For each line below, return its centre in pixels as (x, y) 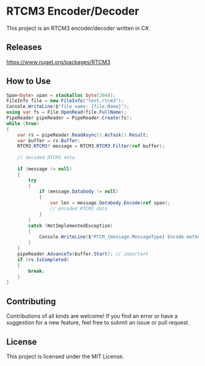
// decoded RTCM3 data (46, 158)
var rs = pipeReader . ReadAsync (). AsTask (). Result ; (83, 135)
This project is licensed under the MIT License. (65, 356)
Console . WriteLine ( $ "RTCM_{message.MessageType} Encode (111, 237)
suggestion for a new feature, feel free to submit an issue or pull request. (98, 323)
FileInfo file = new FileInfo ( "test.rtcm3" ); (65, 101)
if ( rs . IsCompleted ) (43, 260)
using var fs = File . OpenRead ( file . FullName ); (67, 112)
